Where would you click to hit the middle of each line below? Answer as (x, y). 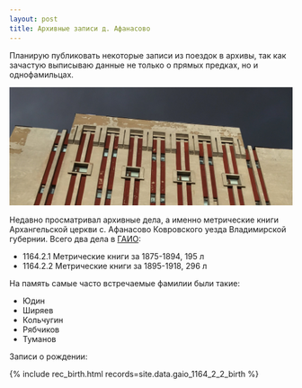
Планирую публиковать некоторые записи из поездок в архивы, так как (148, 55)
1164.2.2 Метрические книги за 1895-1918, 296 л (115, 266)
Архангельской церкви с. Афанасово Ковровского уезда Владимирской (148, 230)
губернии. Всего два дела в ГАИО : (75, 239)
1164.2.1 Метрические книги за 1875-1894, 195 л (113, 257)
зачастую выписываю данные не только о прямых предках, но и (134, 65)
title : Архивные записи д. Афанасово (80, 28)
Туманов (39, 339)
